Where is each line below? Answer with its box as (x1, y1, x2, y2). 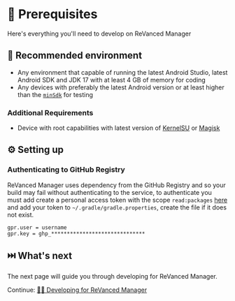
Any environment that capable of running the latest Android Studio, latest (17, 68, 228, 76)
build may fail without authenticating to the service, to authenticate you (7, 188, 212, 196)
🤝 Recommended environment (7, 50, 142, 61)
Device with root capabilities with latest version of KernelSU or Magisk (17, 124, 220, 132)
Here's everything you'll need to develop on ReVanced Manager (7, 29, 192, 38)
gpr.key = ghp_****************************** (7, 230, 145, 237)
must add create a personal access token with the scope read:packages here (7, 196, 228, 204)
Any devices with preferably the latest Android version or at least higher (17, 83, 225, 91)
